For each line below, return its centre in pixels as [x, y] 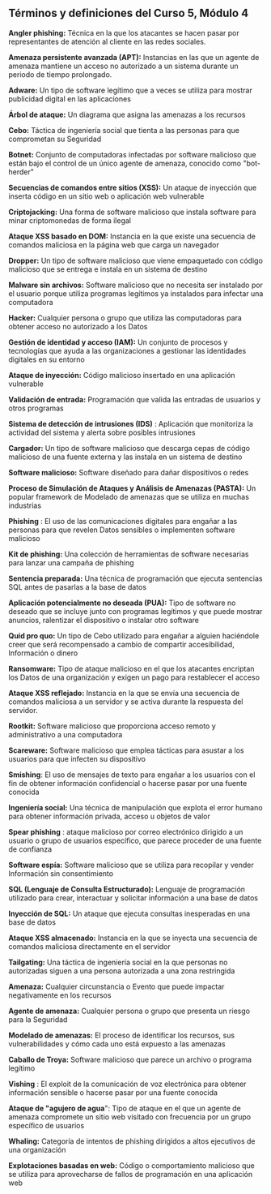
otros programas [36, 408]
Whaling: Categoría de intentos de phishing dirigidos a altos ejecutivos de [132, 1141]
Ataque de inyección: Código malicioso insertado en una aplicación [122, 375]
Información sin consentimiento [61, 873]
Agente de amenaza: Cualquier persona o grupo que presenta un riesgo [129, 1011]
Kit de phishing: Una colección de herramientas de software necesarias [129, 554]
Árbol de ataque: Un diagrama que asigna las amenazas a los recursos [127, 114]
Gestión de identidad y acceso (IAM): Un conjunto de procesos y [118, 342]
